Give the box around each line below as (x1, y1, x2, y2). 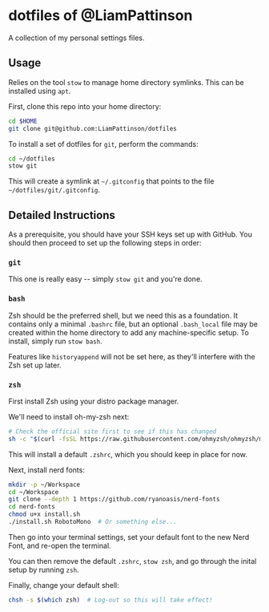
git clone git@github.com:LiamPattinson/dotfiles (8, 124, 178, 132)
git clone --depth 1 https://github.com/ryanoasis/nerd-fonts (8, 496, 220, 504)
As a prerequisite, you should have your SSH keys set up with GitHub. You (8, 229, 252, 239)
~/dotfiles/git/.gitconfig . (8, 185, 101, 195)
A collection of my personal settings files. (8, 33, 145, 43)
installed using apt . (8, 86, 71, 95)
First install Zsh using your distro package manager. (8, 396, 179, 406)
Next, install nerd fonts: (8, 464, 86, 475)
